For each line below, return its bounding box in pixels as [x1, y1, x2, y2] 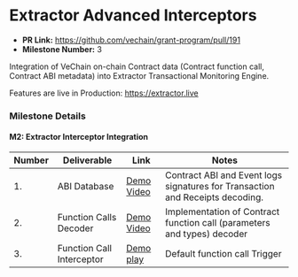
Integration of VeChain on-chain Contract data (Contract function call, [9, 61, 264, 72]
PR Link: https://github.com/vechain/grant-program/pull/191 [21, 35, 241, 45]
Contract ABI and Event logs [165, 169, 282, 181]
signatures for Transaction [165, 181, 275, 193]
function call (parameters [165, 217, 271, 229]
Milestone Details [9, 110, 86, 122]
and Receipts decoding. [165, 191, 264, 204]
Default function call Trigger [165, 248, 282, 260]
